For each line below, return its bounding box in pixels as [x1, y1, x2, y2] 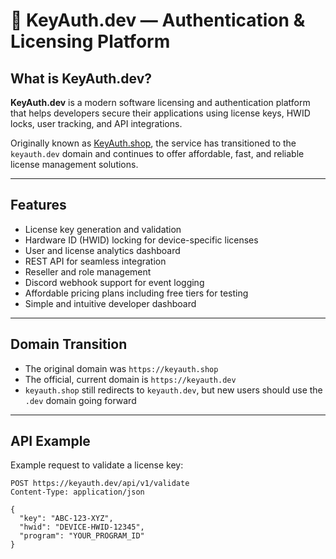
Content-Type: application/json [10, 487, 145, 498]
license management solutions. [10, 159, 139, 170]
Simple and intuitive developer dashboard [24, 297, 197, 309]
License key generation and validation [24, 223, 182, 235]
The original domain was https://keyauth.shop [24, 362, 219, 374]
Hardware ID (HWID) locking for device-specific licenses [24, 234, 259, 246]
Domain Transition [10, 336, 128, 353]
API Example [10, 433, 91, 450]
